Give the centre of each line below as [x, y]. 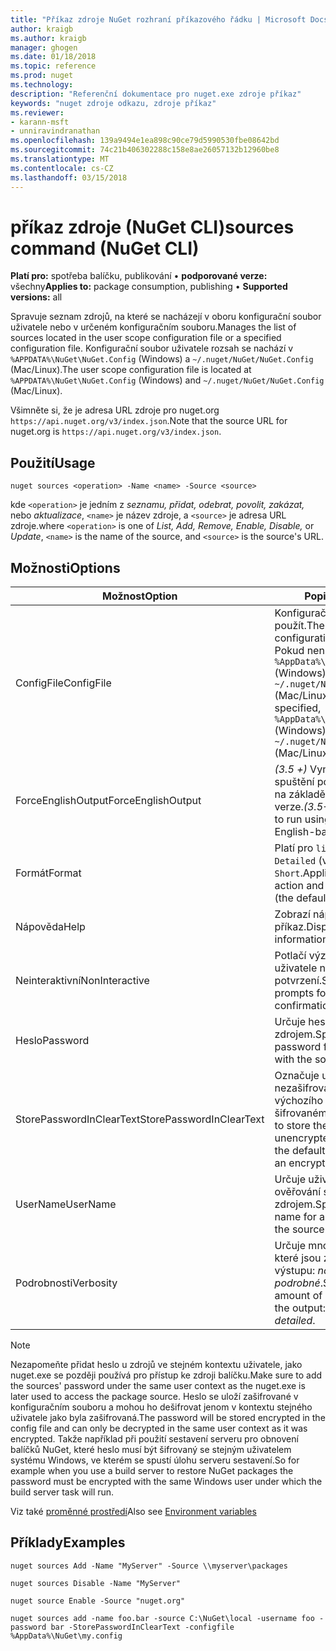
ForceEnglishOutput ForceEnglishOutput [108, 801]
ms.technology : [42, 85]
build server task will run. [62, 1492]
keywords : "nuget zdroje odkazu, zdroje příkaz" [113, 103]
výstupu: [295, 1271]
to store [292, 1126]
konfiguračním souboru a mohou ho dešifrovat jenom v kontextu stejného [161, 1407]
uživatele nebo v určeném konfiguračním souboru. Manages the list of [153, 327]
